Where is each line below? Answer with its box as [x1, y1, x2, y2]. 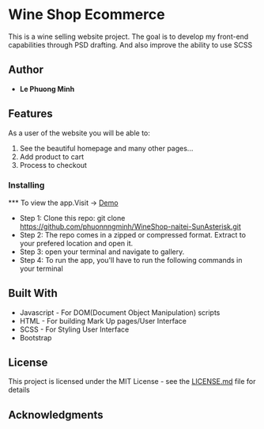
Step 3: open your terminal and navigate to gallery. [19, 247, 185, 256]
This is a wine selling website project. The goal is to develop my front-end [8, 32, 249, 41]
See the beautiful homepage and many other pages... [19, 143, 194, 153]
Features [8, 107, 53, 120]
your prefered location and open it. [19, 238, 134, 248]
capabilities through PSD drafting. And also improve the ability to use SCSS [8, 40, 253, 49]
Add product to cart [19, 152, 85, 161]
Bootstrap [19, 332, 52, 342]
